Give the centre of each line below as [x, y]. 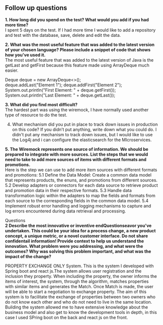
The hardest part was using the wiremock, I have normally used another [77, 110]
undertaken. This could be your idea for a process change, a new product [81, 230]
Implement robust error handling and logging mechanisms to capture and [78, 206]
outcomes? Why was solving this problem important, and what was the [78, 251]
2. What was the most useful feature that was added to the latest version [80, 44]
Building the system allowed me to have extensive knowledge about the [76, 307]
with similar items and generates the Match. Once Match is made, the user [79, 286]
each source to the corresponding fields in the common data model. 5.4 [77, 200]
